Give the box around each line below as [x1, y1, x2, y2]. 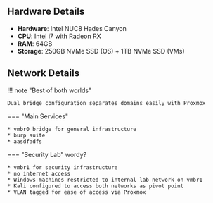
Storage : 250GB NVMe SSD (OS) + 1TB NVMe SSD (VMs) [17, 47, 185, 55]
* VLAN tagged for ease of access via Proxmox [7, 188, 146, 196]
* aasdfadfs [7, 137, 42, 145]
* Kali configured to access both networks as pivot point [7, 183, 184, 190]
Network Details [7, 67, 79, 80]
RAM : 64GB [17, 39, 53, 48]
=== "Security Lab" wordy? [7, 150, 87, 159]
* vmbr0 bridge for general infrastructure [7, 125, 137, 133]
